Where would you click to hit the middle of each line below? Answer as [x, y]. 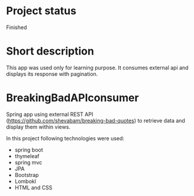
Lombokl [25, 181]
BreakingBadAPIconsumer [72, 98]
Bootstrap [27, 175]
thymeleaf [27, 156]
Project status [41, 11]
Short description [50, 51]
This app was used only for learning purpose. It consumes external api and [97, 68]
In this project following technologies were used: [65, 138]
